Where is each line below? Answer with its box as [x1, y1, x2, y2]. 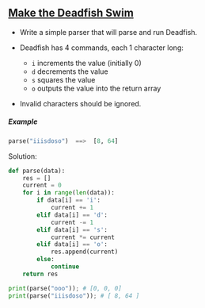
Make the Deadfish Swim [8, 6, 135, 20]
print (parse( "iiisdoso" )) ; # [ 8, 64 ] [8, 291, 140, 300]
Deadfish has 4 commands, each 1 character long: [19, 43, 184, 52]
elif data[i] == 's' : [36, 225, 108, 233]
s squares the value [31, 75, 96, 84]
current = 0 [22, 182, 62, 190]
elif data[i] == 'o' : [36, 241, 108, 248]
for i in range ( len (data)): [22, 189, 115, 197]
